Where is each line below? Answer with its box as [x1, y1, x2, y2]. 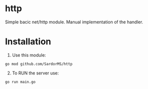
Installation [5, 36, 51, 47]
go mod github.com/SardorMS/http [5, 61, 73, 66]
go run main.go [5, 79, 36, 84]
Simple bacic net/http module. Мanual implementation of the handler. [5, 19, 143, 25]
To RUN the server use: [12, 70, 59, 76]
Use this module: [12, 52, 46, 58]
